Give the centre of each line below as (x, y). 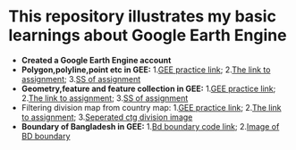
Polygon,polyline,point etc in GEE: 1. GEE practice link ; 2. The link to (146, 70)
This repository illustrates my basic (142, 17)
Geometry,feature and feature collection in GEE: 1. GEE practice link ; (148, 88)
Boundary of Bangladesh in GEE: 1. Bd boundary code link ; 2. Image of (150, 126)
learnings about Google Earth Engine (148, 35)
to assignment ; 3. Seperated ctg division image (107, 117)
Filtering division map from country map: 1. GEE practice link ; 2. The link (152, 107)
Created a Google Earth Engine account (96, 60)
